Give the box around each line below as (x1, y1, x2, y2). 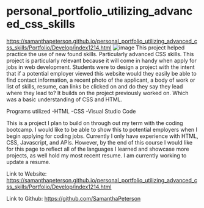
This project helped (136, 44, 185, 51)
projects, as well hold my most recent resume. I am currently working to (6, 151, 187, 159)
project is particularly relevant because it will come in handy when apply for (6, 57, 197, 64)
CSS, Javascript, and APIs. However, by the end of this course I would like (6, 138, 193, 146)
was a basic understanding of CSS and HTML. (6, 96, 123, 103)
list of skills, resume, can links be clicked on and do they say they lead (6, 82, 183, 90)
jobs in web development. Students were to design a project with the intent (6, 63, 195, 71)
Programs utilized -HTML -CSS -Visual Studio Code (6, 107, 136, 115)
